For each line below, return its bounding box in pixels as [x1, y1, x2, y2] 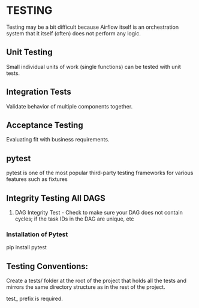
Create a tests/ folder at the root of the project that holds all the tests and [6, 277, 187, 285]
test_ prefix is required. [6, 295, 63, 303]
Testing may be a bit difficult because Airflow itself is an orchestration [6, 23, 179, 31]
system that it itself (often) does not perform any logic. [6, 29, 141, 37]
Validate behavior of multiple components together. [6, 102, 133, 110]
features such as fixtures [6, 176, 68, 183]
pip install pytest [6, 244, 47, 251]
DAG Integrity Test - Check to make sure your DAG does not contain [14, 209, 183, 216]
